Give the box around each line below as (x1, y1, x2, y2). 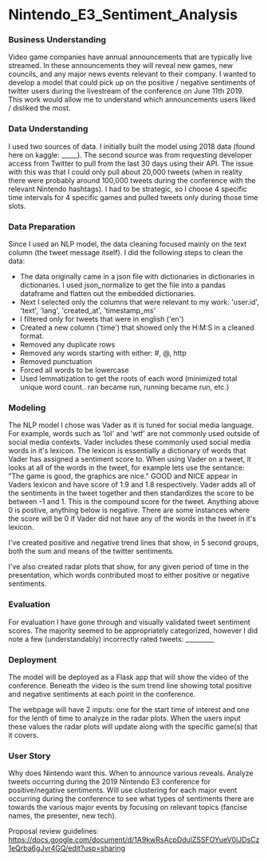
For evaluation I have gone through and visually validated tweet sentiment (8, 617, 250, 627)
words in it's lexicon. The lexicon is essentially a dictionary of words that (8, 446, 246, 455)
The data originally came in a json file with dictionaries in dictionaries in (19, 272, 255, 282)
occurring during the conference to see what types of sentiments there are (8, 794, 254, 803)
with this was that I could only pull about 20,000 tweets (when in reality (8, 166, 243, 177)
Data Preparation (8, 221, 76, 232)
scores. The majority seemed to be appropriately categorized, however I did (8, 626, 258, 635)
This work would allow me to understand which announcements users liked (8, 94, 256, 105)
